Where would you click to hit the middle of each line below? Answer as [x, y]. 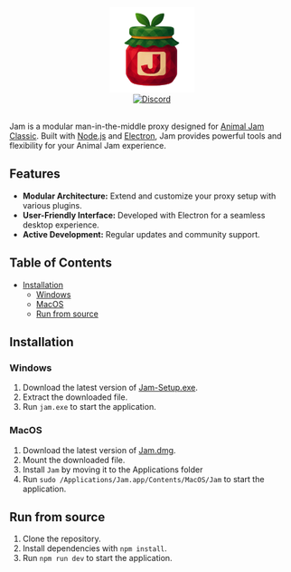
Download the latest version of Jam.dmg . [99, 450]
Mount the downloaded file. [74, 460]
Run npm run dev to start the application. [98, 558]
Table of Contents [61, 263]
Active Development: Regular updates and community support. [141, 234]
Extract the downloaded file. [75, 397]
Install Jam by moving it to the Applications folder [113, 470]
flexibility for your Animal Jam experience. [88, 145]
